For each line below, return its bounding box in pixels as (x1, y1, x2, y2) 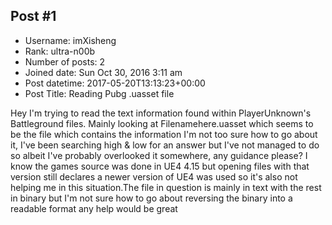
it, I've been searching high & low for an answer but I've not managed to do (10, 139, 320, 151)
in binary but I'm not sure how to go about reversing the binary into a (10, 192, 293, 204)
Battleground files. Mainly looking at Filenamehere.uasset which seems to (10, 117, 314, 129)
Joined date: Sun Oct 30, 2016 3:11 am (24, 66, 183, 78)
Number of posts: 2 (24, 55, 106, 68)
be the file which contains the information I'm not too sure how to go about (10, 128, 318, 140)
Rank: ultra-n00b (24, 45, 96, 57)
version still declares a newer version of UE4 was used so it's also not (10, 170, 298, 183)
